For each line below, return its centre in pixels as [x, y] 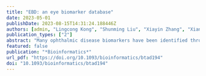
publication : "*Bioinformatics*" [49, 52]
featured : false [27, 47]
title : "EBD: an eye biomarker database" [60, 12]
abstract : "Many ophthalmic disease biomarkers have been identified [97, 40]
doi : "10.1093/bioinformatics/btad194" [57, 63]
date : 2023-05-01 [29, 18]
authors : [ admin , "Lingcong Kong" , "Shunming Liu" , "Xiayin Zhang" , [96, 29]
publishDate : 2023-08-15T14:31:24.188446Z [61, 23]
